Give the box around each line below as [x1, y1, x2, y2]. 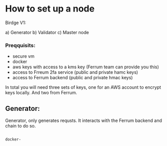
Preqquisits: [5, 42, 36, 49]
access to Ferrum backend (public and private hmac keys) [12, 75, 133, 81]
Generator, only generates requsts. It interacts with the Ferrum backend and [5, 117, 162, 123]
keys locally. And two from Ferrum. [5, 90, 78, 96]
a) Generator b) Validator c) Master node [5, 29, 89, 35]
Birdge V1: [5, 20, 27, 26]
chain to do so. [5, 123, 36, 129]
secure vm [12, 53, 35, 59]
